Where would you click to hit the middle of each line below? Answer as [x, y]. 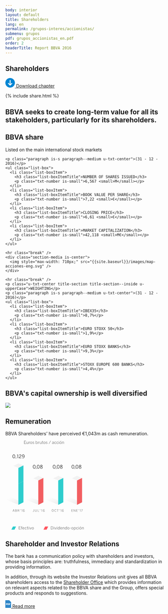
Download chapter [35, 86]
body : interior [21, 10]
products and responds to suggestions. [47, 593]
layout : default [22, 15]
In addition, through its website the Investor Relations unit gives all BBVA [81, 577]
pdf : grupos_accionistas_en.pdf [39, 39]
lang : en [15, 24]
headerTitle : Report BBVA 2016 [38, 48]
